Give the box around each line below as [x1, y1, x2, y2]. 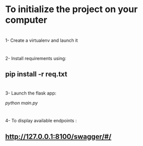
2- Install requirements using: [5, 55, 67, 61]
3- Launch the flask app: [5, 90, 57, 96]
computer [5, 14, 47, 26]
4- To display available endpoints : [5, 118, 77, 124]
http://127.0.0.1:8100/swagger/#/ [5, 132, 112, 141]
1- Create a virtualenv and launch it [5, 37, 78, 43]
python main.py [5, 100, 38, 106]
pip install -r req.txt [5, 70, 68, 78]
